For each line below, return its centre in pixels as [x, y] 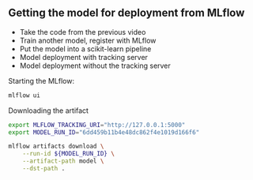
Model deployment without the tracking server [95, 66]
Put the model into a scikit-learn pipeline [85, 49]
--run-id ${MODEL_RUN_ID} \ [68, 154]
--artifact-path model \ [63, 161]
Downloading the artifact [49, 111]
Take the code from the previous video [83, 32]
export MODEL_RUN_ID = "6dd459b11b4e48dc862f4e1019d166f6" [104, 132]
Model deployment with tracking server [84, 57]
